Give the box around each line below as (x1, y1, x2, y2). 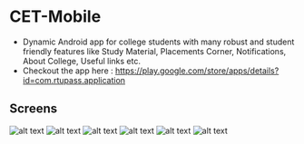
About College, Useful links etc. (22, 55, 141, 66)
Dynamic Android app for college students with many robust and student (22, 36, 295, 47)
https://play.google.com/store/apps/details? (114, 65, 279, 76)
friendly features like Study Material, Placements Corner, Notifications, (22, 45, 287, 56)
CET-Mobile (9, 6, 102, 27)
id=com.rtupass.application (22, 74, 125, 85)
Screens (9, 101, 57, 117)
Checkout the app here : (22, 65, 113, 76)
